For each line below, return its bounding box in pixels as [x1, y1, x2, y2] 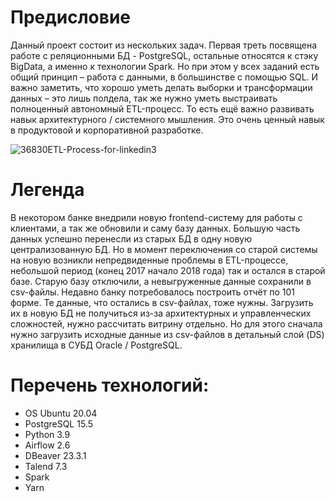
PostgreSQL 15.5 [24, 417, 93, 430]
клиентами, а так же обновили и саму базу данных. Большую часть [10, 222, 301, 234]
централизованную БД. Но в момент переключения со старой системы [10, 243, 318, 255]
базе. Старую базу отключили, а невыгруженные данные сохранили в [10, 275, 312, 287]
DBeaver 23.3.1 [24, 449, 87, 461]
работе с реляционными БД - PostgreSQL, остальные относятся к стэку [10, 49, 319, 61]
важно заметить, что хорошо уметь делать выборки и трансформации [10, 81, 313, 93]
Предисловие [10, 6, 131, 29]
